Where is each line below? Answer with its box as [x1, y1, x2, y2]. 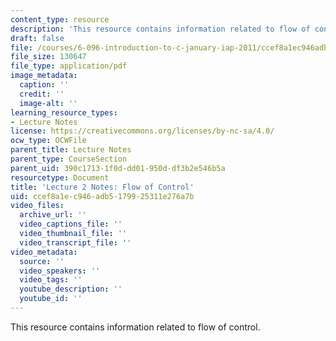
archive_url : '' [19, 210, 87, 220]
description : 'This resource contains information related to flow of [10, 24, 311, 34]
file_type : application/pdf [10, 61, 128, 71]
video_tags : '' [19, 275, 83, 285]
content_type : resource [10, 14, 110, 25]
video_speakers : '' [19, 266, 101, 276]
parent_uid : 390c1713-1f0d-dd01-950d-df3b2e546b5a [10, 163, 226, 173]
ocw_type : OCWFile [10, 136, 87, 146]
